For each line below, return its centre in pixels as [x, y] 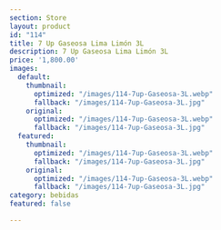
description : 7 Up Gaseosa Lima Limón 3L [89, 52]
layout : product [40, 26]
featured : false [40, 204]
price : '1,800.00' [44, 60]
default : [34, 77]
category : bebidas [44, 195]
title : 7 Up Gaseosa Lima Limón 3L [77, 43]
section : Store [38, 18]
